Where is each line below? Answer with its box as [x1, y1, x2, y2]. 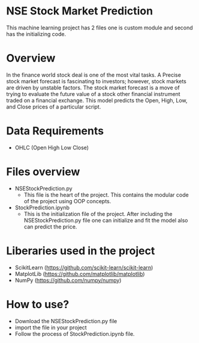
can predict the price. [23, 223, 77, 230]
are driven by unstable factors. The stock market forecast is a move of [6, 84, 180, 91]
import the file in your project [14, 324, 87, 331]
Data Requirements [6, 124, 104, 138]
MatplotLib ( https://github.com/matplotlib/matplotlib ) [14, 270, 145, 277]
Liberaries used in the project [6, 244, 155, 257]
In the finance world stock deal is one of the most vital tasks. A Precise [6, 71, 182, 79]
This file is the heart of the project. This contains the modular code [23, 191, 189, 198]
